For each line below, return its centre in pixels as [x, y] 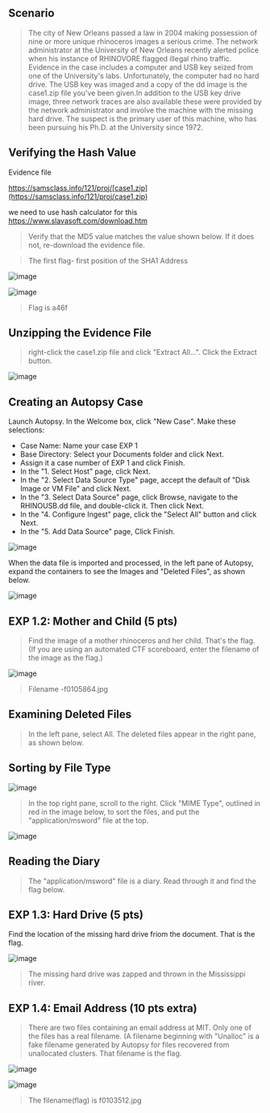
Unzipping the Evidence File [80, 333]
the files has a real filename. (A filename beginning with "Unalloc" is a [144, 1036]
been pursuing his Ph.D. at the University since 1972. [116, 127]
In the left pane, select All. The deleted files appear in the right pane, [142, 734]
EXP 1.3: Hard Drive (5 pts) [76, 915]
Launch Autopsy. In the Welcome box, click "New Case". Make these [122, 422]
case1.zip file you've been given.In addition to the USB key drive [134, 93]
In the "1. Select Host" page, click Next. [85, 471]
